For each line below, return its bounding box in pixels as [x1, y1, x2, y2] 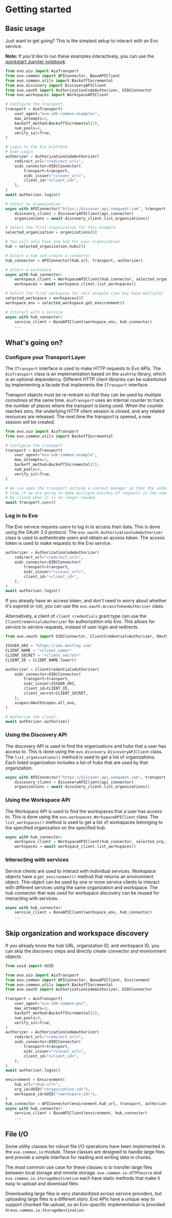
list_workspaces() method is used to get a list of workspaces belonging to [5, 819, 163, 825]
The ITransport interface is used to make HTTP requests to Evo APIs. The [5, 365, 161, 371]
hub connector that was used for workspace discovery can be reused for [5, 890, 160, 896]
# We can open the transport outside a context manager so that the [5, 486, 155, 491]
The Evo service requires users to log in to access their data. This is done [5, 524, 160, 530]
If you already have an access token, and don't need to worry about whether [5, 598, 167, 604]
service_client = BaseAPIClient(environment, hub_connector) [14, 1111, 147, 1116]
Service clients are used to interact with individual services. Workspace [5, 868, 156, 874]
